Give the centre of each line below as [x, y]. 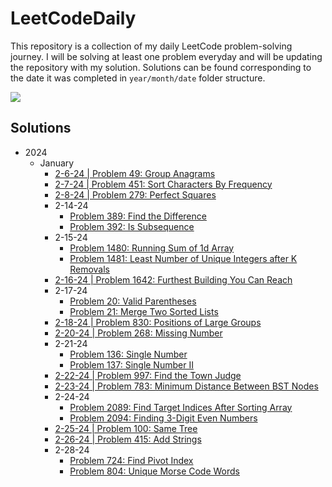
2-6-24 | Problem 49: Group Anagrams [135, 173]
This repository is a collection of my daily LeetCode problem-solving [151, 46]
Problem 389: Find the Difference [138, 216]
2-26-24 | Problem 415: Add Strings [128, 439]
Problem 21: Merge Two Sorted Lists [144, 311]
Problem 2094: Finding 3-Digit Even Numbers [163, 418]
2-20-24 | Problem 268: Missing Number [138, 333]
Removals [89, 269]
